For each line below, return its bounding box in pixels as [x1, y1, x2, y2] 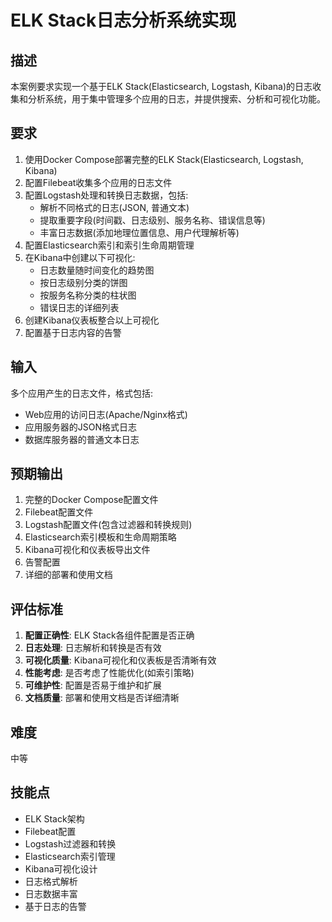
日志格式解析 [24, 875, 78, 887]
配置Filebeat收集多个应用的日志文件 [24, 176, 173, 188]
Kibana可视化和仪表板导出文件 [24, 544, 151, 556]
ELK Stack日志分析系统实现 [10, 9, 237, 32]
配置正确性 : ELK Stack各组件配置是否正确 [24, 629, 195, 641]
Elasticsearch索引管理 [24, 850, 116, 862]
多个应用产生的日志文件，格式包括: [10, 387, 154, 399]
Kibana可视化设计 [24, 862, 98, 875]
